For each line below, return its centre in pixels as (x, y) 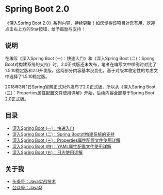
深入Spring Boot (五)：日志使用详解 (47, 152)
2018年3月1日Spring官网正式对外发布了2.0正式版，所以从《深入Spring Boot (81, 87)
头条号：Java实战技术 (34, 181)
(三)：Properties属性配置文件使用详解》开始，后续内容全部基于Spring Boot (80, 92)
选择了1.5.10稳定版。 (29, 76)
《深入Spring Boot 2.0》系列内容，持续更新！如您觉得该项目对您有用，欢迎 (80, 23)
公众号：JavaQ (27, 188)
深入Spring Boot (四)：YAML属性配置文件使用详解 (62, 146)
